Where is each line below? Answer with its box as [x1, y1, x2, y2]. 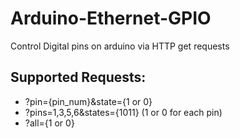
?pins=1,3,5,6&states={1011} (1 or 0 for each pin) [24, 106, 223, 118]
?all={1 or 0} [24, 117, 75, 129]
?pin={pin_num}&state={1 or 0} [24, 95, 153, 107]
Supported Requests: [10, 69, 147, 86]
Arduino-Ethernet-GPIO [10, 7, 212, 30]
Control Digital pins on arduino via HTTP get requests [10, 40, 230, 52]
